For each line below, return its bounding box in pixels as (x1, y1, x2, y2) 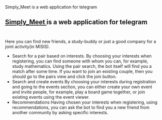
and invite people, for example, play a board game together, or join (12, 89, 146, 95)
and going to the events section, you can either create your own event (12, 84, 152, 90)
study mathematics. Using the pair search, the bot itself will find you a (12, 63, 152, 69)
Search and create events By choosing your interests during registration (12, 78, 156, 84)
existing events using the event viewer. (12, 94, 90, 100)
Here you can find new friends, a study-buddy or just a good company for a (5, 38, 156, 44)
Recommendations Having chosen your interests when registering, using (12, 99, 158, 105)
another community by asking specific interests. (12, 109, 109, 115)
